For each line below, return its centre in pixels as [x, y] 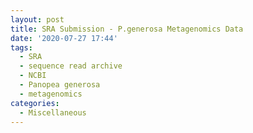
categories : [35, 103]
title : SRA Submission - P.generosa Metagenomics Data [127, 29]
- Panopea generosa [60, 85]
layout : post [37, 19]
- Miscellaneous [53, 112]
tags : [21, 47]
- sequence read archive [71, 66]
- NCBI [33, 76]
